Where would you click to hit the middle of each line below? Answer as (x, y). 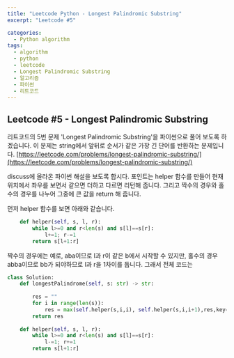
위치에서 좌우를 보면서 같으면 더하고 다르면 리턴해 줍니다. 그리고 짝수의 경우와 (112, 185)
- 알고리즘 (26, 78)
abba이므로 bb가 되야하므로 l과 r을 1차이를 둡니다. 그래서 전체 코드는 (100, 264)
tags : (15, 46)
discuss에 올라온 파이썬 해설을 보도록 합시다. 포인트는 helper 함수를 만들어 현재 (116, 177)
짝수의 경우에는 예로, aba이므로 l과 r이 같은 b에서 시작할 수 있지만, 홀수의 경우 (112, 256)
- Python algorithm (42, 39)
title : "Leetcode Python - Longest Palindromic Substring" (95, 14)
